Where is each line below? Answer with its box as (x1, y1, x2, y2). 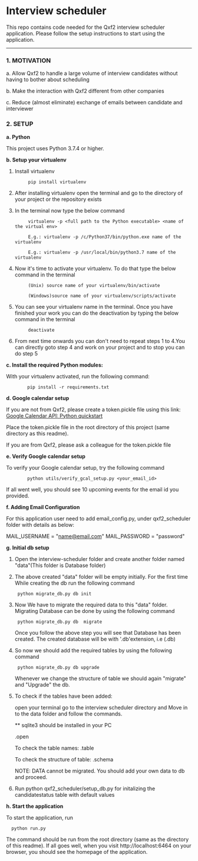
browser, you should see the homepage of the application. (6, 848, 148, 855)
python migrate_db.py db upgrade (17, 664, 100, 670)
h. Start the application (6, 803, 64, 810)
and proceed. (14, 773, 48, 780)
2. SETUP (6, 120, 34, 128)
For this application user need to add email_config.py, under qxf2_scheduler (6, 514, 191, 522)
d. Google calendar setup (6, 394, 70, 401)
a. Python (6, 133, 31, 140)
